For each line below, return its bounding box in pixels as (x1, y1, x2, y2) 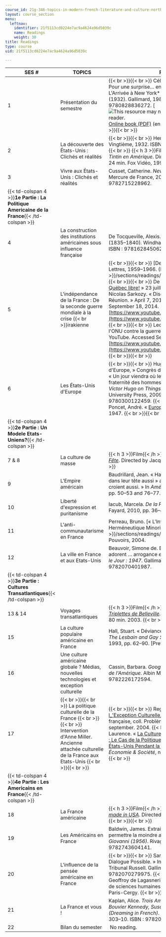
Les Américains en (60, 832, 104, 839)
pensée (60, 867, 78, 874)
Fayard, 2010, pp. (108, 507, 150, 514)
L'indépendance (60, 290, 98, 297)
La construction (60, 227, 97, 234)
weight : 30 (14, 35, 37, 40)
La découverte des (60, 141, 104, 147)
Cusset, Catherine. (108, 167, 152, 174)
